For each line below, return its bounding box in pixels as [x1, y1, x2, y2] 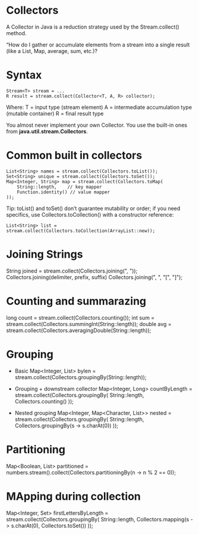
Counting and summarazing [6, 294, 147, 308]
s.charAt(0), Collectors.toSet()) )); [11, 522, 93, 529]
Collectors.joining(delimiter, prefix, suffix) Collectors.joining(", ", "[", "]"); [6, 273, 183, 280]
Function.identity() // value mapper [17, 189, 110, 195]
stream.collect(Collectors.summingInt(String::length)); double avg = [6, 320, 172, 327]
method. [6, 29, 27, 36]
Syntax [6, 68, 42, 82]
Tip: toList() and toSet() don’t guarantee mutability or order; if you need [6, 205, 181, 212]
